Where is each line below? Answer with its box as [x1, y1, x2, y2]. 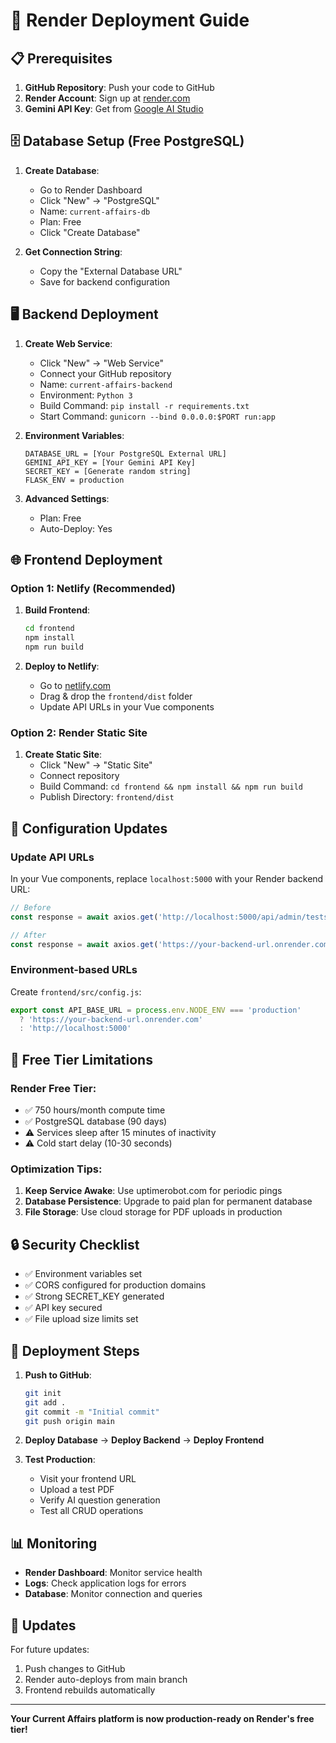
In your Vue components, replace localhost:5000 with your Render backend [10, 872, 324, 884]
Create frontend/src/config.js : [10, 985, 142, 998]
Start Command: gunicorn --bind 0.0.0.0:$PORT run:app [39, 410, 276, 422]
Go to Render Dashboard [39, 184, 143, 196]
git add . [24, 1397, 67, 1408]
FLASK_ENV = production [24, 475, 125, 485]
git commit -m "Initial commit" [24, 1407, 160, 1417]
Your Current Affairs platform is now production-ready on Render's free [10, 1713, 315, 1725]
